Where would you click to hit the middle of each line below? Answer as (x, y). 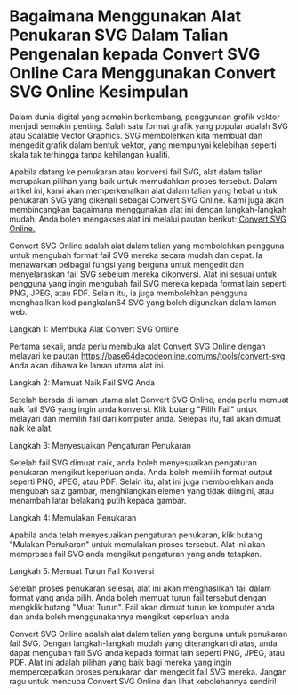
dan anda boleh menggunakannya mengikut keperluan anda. (120, 617)
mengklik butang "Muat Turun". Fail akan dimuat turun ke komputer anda (142, 607)
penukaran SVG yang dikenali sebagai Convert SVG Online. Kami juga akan (147, 200)
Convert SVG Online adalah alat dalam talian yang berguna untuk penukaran (149, 634)
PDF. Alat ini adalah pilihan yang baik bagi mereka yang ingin (121, 662)
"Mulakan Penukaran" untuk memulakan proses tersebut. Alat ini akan (137, 544)
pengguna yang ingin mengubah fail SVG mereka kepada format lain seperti (148, 283)
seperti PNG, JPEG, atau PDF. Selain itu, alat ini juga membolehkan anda (141, 481)
